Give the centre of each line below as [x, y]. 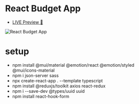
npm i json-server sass [35, 75]
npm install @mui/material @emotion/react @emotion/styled [73, 65]
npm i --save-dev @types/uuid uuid [48, 91]
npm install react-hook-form [41, 96]
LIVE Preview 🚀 [28, 22]
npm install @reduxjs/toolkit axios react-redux [59, 86]
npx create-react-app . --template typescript [57, 80]
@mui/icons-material [33, 70]
